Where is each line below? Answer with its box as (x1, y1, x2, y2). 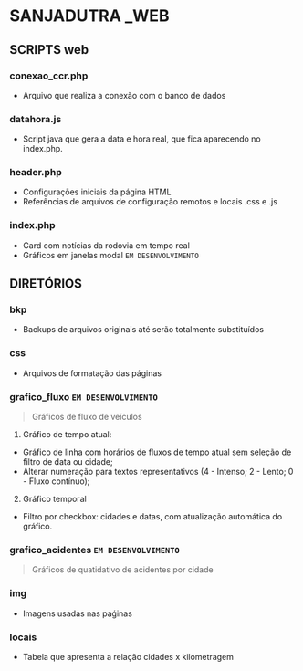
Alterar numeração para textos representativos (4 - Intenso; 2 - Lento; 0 (22, 467, 294, 477)
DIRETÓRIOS (9, 276, 82, 292)
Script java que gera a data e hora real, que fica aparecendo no (22, 133, 262, 144)
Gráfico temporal (22, 494, 87, 505)
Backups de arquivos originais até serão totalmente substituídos (22, 324, 265, 335)
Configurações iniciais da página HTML (22, 186, 172, 197)
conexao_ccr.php (9, 69, 89, 82)
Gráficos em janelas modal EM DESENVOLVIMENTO (22, 249, 199, 260)
